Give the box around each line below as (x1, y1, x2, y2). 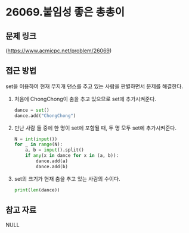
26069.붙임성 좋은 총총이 (5, 5, 125, 19)
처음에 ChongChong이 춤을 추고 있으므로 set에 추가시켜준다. (14, 95, 156, 102)
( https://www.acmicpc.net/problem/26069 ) (5, 47, 112, 54)
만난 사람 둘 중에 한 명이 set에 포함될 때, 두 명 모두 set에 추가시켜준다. (14, 124, 177, 131)
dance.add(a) (36, 158, 68, 164)
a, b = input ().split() (25, 147, 84, 153)
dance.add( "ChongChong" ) (14, 112, 76, 119)
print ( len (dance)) (14, 187, 60, 193)
